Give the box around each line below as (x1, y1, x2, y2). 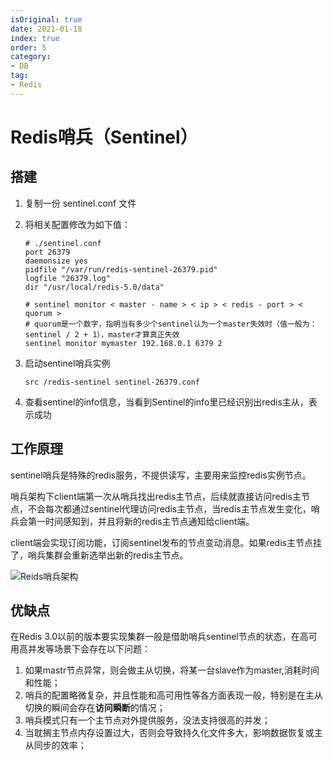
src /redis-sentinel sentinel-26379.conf (24, 377, 200, 387)
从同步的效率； (24, 739, 87, 751)
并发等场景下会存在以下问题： (27, 643, 151, 655)
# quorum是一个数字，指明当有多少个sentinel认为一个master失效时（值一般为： (24, 319, 318, 329)
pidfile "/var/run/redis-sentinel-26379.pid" (24, 264, 218, 275)
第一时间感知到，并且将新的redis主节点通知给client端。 (27, 515, 255, 527)
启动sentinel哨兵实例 (24, 357, 111, 369)
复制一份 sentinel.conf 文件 (24, 197, 137, 209)
